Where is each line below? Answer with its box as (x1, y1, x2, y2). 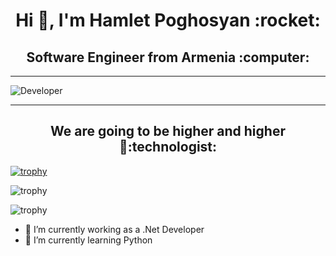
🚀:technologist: (118, 139, 218, 156)
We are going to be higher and (50, 123, 242, 140)
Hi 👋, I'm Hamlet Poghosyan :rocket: (15, 9, 321, 32)
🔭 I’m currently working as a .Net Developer (24, 223, 205, 235)
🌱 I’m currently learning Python (24, 234, 153, 246)
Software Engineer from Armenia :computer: (26, 49, 310, 66)
